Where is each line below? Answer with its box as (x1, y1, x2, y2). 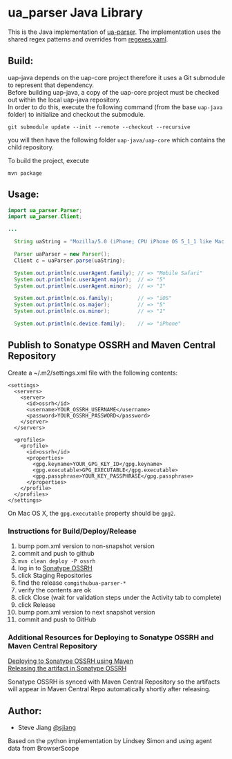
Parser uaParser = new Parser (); (14, 251, 110, 258)
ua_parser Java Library (8, 5, 144, 21)
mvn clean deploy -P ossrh (17, 558, 96, 565)
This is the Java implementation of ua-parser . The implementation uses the (8, 28, 222, 36)
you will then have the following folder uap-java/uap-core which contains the (8, 135, 226, 144)
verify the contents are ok (17, 586, 92, 594)
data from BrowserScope (8, 744, 79, 753)
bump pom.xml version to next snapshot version (17, 608, 155, 617)
